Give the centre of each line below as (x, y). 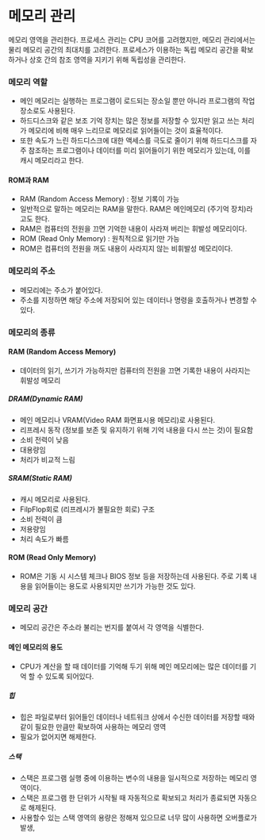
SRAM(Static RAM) (40, 478)
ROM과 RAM (29, 180)
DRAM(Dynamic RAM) (46, 399)
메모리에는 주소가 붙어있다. (61, 290)
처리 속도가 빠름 (44, 539)
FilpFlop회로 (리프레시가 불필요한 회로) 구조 (87, 509)
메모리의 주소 (32, 271)
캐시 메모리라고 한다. (52, 160)
